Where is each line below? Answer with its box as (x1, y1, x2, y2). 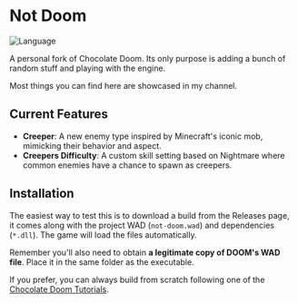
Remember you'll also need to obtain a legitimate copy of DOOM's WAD (9, 247, 281, 258)
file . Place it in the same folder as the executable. (9, 256, 194, 268)
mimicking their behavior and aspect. (22, 140, 162, 151)
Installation (9, 186, 74, 201)
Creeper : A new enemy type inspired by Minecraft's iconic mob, (22, 131, 263, 142)
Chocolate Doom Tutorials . (9, 283, 109, 295)
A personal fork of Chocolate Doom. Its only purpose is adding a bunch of (9, 53, 286, 64)
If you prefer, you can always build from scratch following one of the (9, 274, 265, 285)
